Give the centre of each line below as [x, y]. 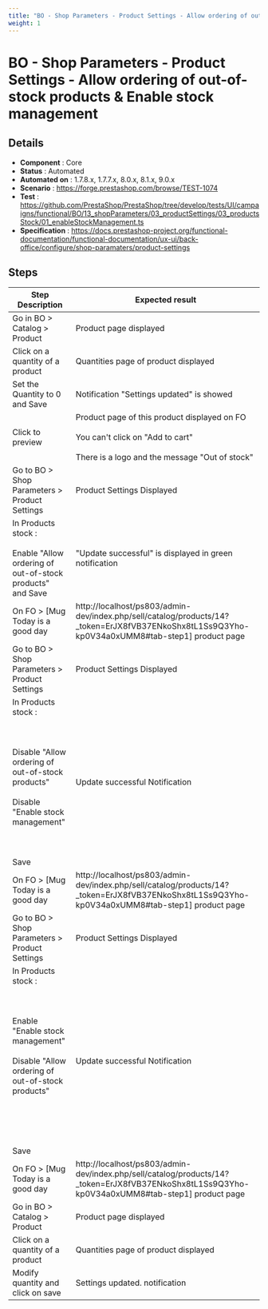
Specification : [45, 230]
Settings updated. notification [131, 1283]
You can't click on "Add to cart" [134, 437]
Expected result [166, 300]
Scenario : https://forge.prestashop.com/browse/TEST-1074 [119, 188]
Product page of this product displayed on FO [161, 417]
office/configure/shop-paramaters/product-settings [105, 247]
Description [40, 305]
